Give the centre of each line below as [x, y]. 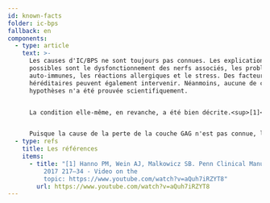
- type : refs [37, 142]
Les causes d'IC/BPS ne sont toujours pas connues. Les [125, 61]
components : [27, 38]
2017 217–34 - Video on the [90, 171]
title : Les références [60, 149]
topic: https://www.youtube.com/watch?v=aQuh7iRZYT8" [135, 179]
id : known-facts [35, 16]
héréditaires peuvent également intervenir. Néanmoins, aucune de [143, 83]
